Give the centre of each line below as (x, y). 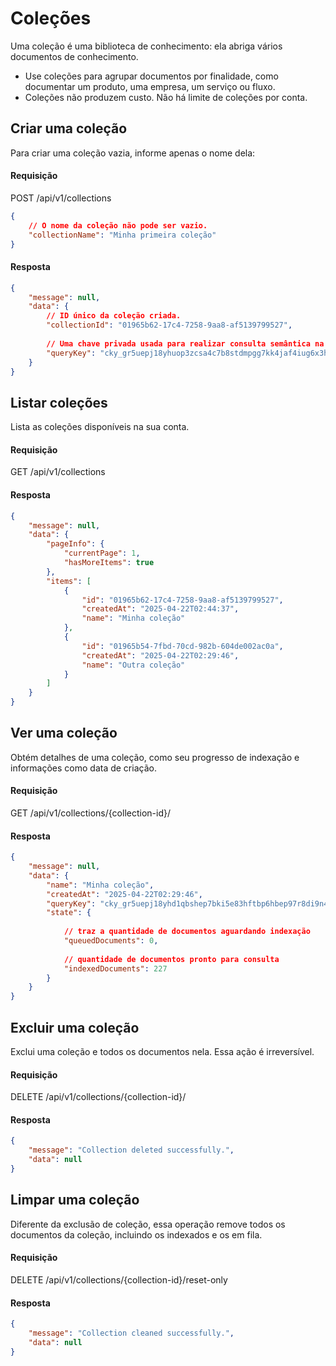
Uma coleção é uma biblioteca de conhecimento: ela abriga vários (146, 46)
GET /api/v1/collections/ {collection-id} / (90, 813)
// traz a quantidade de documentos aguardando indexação (187, 932)
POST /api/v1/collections (61, 198)
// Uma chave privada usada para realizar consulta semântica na (185, 343)
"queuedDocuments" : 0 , (111, 941)
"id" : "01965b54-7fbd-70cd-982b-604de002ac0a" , (182, 646)
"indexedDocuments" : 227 (115, 968)
